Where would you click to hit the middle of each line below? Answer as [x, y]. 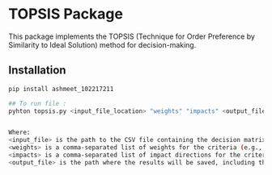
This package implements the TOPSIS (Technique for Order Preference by [132, 36]
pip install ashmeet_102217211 [61, 89]
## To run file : [38, 103]
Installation [37, 71]
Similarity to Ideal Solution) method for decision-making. [102, 44]
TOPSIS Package [66, 14]
